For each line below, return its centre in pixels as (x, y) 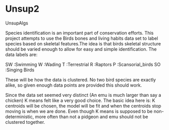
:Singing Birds (20, 70)
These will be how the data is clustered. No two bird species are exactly (81, 80)
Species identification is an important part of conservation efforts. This (79, 33)
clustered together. (25, 122)
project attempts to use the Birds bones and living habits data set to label (82, 38)
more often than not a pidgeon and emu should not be (92, 116)
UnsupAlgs (17, 23)
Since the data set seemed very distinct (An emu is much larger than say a (83, 95)
